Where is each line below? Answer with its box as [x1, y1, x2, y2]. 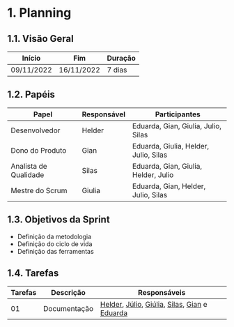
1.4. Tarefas [7, 267, 59, 280]
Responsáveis [138, 288, 186, 298]
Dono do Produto [10, 145, 67, 155]
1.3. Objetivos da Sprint [7, 214, 110, 226]
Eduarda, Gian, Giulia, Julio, [132, 121, 221, 130]
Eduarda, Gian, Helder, [132, 181, 206, 191]
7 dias [107, 65, 127, 75]
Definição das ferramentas [17, 247, 94, 255]
